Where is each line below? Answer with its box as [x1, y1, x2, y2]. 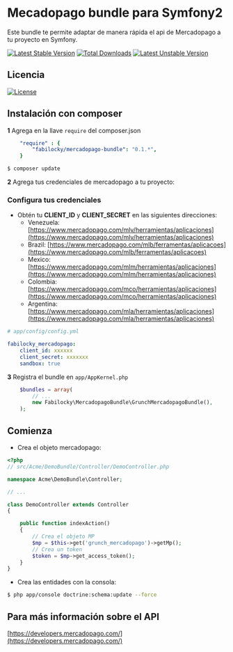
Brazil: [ [27, 240, 50, 249]
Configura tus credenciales [7, 195, 102, 205]
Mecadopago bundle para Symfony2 [7, 5, 223, 21]
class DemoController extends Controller [7, 501, 129, 508]
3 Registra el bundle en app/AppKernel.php [7, 373, 129, 381]
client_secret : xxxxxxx [19, 353, 89, 360]
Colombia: [27, 277, 58, 286]
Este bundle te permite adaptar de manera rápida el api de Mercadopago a [7, 28, 221, 36]
